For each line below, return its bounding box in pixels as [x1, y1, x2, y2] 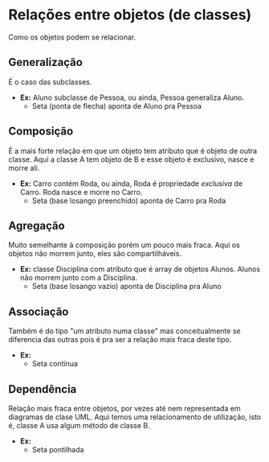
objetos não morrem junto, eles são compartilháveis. [8, 249, 182, 258]
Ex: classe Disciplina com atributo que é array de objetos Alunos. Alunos [19, 264, 261, 274]
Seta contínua [31, 359, 79, 369]
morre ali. [8, 163, 40, 172]
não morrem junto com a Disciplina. [19, 273, 138, 283]
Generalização [8, 56, 83, 69]
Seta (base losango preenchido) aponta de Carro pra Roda [31, 196, 226, 205]
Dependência [8, 382, 77, 396]
